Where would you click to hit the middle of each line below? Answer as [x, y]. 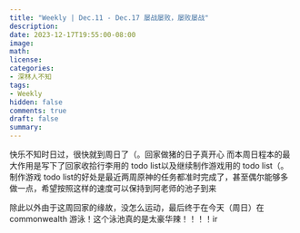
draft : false [34, 119]
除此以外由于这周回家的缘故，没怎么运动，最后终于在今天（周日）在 [137, 208]
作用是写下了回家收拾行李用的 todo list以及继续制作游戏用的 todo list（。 [153, 165]
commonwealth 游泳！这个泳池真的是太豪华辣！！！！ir [114, 219]
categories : [32, 69]
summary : [26, 128]
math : [20, 52]
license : [26, 60]
